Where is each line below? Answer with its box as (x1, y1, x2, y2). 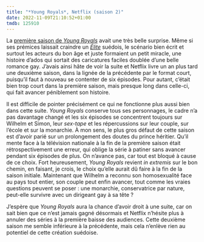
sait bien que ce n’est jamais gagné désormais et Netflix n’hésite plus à (6, 210, 184, 217)
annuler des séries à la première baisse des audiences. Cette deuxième (6, 216, 186, 223)
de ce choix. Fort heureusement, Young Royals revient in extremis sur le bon (6, 159, 198, 166)
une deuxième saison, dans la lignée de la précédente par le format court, (6, 69, 192, 77)
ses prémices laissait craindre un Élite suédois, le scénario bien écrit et (6, 43, 185, 51)
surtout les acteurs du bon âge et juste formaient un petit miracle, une (6, 50, 181, 57)
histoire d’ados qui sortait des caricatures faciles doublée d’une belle (6, 56, 179, 64)
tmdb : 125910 (6, 20, 40, 26)
